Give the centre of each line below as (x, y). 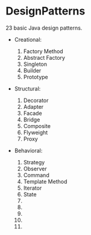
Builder (32, 70)
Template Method (45, 181)
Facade (33, 113)
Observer (35, 169)
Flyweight (36, 132)
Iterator (33, 188)
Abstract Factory (44, 57)
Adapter (33, 106)
